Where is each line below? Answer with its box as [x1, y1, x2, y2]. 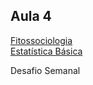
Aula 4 [10, 8, 52, 25]
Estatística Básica [10, 45, 83, 57]
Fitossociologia [10, 34, 73, 46]
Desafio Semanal [10, 64, 81, 76]
